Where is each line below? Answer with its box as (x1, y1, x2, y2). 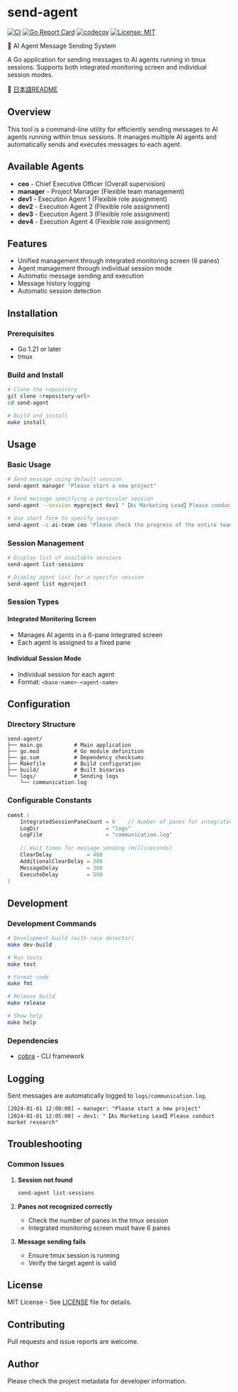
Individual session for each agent (17, 670, 115, 678)
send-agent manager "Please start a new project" (7, 482, 157, 490)
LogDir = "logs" (20, 825, 132, 832)
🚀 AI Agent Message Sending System (7, 41, 117, 50)
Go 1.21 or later (17, 345, 62, 354)
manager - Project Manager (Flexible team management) (17, 187, 185, 195)
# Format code (7, 974, 50, 981)
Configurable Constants (7, 795, 92, 805)
